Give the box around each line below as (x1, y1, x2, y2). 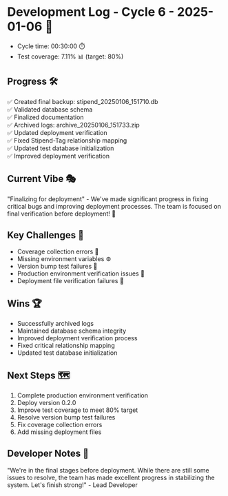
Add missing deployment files (17, 428, 102, 436)
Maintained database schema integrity (17, 327, 127, 335)
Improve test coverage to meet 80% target (17, 406, 138, 414)
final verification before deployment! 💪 (7, 209, 116, 218)
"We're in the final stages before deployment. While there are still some (7, 466, 209, 474)
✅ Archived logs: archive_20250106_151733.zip (7, 121, 140, 129)
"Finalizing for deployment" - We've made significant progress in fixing (7, 194, 209, 203)
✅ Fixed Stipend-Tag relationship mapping (7, 136, 127, 145)
